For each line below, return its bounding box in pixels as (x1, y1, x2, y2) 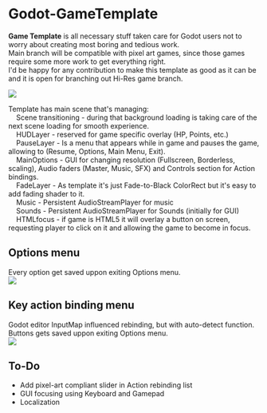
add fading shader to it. (8, 189, 85, 198)
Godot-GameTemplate (8, 5, 159, 23)
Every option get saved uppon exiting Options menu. (8, 267, 181, 276)
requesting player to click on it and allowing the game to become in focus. (8, 223, 251, 232)
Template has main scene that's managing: (8, 104, 149, 113)
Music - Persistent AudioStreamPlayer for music (15, 197, 174, 207)
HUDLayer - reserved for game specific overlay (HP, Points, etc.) (15, 129, 229, 139)
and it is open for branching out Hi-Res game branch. (8, 73, 183, 83)
